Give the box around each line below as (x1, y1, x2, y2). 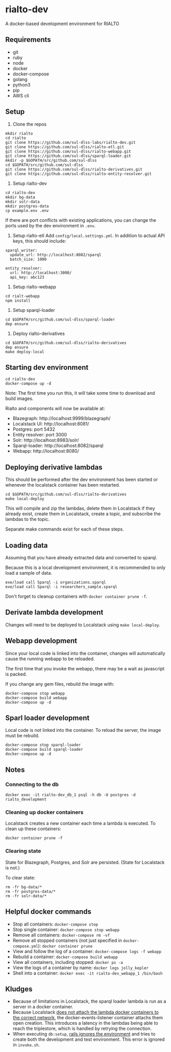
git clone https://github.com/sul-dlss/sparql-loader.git (5, 153, 131, 158)
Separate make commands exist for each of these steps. (5, 526, 124, 532)
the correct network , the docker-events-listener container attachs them (12, 1015, 163, 1021)
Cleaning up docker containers (5, 809, 84, 816)
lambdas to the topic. (5, 516, 50, 522)
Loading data (5, 541, 48, 550)
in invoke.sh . (12, 1042, 40, 1048)
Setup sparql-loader (12, 307, 55, 313)
